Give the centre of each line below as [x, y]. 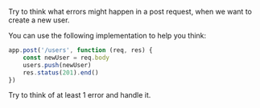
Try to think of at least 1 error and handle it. [80, 95]
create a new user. [39, 20]
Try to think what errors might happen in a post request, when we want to [130, 12]
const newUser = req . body [66, 58]
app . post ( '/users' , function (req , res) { [80, 50]
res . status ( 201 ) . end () [61, 72]
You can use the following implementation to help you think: [107, 36]
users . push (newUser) [57, 65]
